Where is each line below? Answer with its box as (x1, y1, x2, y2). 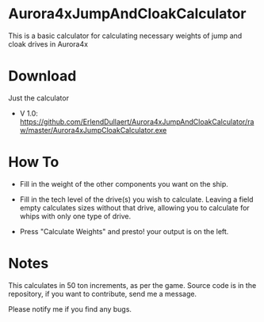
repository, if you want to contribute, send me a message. (8, 289, 197, 298)
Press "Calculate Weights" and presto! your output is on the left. (19, 226, 229, 236)
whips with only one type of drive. (19, 211, 132, 221)
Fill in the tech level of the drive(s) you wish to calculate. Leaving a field (19, 195, 254, 204)
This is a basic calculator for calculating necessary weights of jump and (8, 31, 243, 40)
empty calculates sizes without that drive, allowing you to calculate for (19, 203, 250, 212)
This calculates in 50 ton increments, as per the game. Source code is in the (8, 280, 257, 290)
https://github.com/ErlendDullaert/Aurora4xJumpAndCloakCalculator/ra (19, 116, 254, 127)
